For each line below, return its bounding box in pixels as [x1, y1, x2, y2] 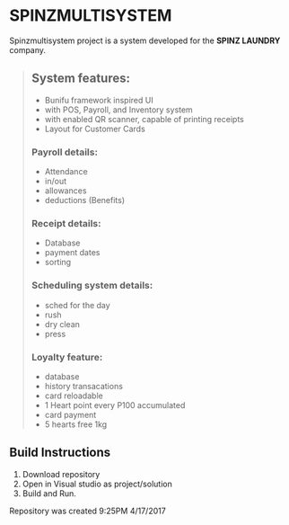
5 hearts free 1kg [44, 419, 108, 430]
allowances [44, 185, 87, 196]
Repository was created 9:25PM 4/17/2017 [9, 505, 166, 516]
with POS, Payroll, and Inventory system [44, 104, 193, 115]
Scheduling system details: [31, 280, 153, 292]
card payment [44, 409, 97, 420]
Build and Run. [22, 487, 76, 499]
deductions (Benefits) [44, 195, 126, 206]
